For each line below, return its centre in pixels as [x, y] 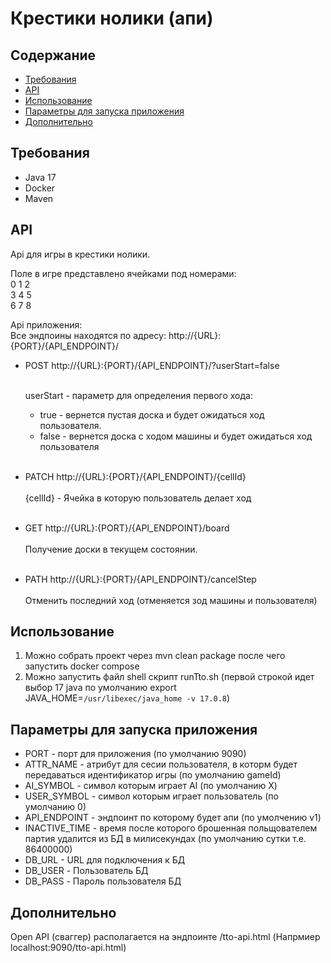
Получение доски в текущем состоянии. [111, 549]
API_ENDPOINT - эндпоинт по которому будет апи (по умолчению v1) [173, 818]
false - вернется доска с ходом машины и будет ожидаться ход [176, 436]
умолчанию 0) [55, 807]
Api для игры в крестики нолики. [80, 254]
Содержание [53, 55]
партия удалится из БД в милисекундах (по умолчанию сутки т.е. [165, 839]
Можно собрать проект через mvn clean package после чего [155, 656]
